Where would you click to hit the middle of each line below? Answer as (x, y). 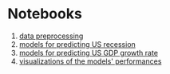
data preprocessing (51, 36)
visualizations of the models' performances (90, 61)
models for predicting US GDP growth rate (89, 53)
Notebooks (45, 14)
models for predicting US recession (77, 44)
